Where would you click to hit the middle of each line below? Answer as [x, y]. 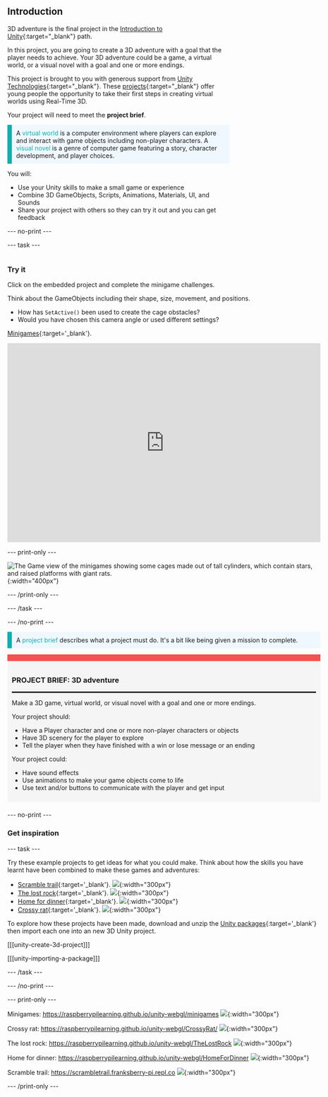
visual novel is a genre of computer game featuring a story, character [117, 148]
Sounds [29, 202]
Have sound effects [50, 773]
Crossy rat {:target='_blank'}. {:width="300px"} [89, 910]
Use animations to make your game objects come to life [103, 780]
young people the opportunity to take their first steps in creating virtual [110, 93]
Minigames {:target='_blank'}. [50, 333]
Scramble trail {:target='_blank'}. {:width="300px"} [94, 884]
